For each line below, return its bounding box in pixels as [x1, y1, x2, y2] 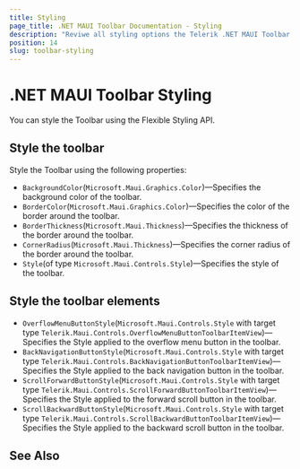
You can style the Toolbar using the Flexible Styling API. [9, 115, 215, 126]
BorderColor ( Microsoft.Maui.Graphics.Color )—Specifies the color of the [21, 201, 290, 212]
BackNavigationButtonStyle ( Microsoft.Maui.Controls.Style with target [21, 346, 284, 357]
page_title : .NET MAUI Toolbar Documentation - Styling [9, 22, 222, 30]
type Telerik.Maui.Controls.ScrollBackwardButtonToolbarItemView [21, 413, 270, 423]
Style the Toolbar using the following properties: [9, 164, 187, 175]
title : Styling [9, 13, 66, 22]
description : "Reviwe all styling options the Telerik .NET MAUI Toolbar [9, 30, 291, 39]
